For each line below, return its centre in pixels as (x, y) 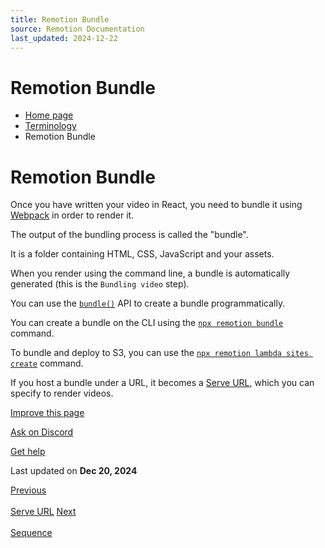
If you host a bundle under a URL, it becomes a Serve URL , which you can (162, 383)
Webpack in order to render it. (72, 215)
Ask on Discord (42, 432)
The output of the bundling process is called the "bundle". (129, 235)
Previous (28, 490)
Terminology (50, 126)
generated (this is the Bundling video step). (100, 284)
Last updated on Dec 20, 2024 (74, 471)
